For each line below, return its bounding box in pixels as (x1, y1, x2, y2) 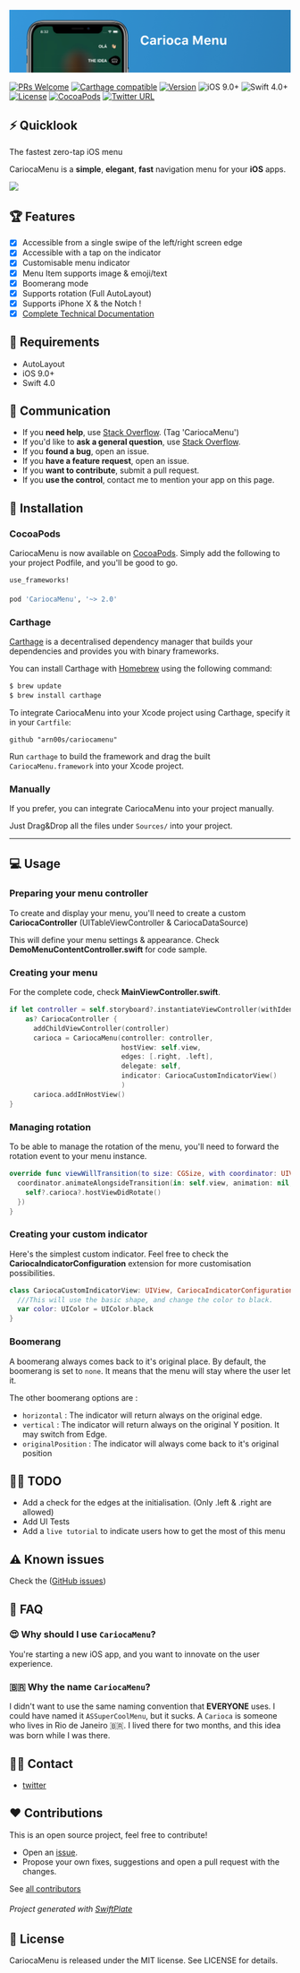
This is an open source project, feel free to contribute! (9, 1829, 208, 1840)
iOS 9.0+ (21, 368, 55, 379)
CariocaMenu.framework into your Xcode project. (9, 760, 185, 771)
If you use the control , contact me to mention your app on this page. (21, 475, 275, 485)
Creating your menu (9, 966, 98, 979)
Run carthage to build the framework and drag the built (9, 751, 212, 761)
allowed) (21, 1506, 54, 1518)
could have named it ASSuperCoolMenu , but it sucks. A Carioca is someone (9, 1711, 278, 1721)
